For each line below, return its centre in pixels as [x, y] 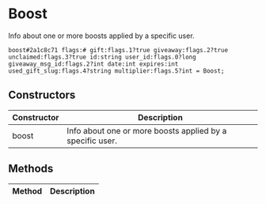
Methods [31, 169]
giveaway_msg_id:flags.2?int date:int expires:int [93, 64]
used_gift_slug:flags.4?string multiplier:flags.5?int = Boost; [116, 71]
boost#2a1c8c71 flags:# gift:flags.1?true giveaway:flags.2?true [118, 50]
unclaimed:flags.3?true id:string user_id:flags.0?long [102, 57]
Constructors [42, 95]
